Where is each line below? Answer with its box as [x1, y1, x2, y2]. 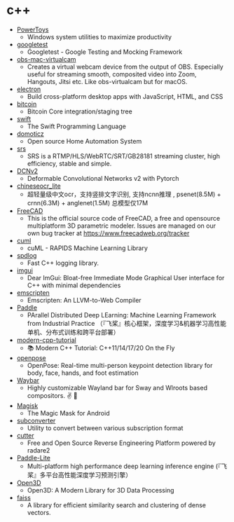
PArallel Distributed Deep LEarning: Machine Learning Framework [27, 310, 216, 319]
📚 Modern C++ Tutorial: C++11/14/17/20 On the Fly [27, 343, 175, 352]
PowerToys [16, 25, 49, 34]
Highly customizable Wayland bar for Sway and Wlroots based [27, 383, 208, 392]
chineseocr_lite [16, 181, 61, 190]
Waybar [16, 376, 40, 384]
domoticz [16, 129, 44, 138]
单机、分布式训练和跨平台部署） [27, 328, 120, 336]
